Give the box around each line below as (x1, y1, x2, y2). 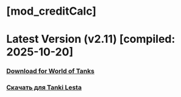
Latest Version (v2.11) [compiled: (6, 32, 176, 46)
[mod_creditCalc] (6, 4, 96, 18)
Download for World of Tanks (6, 67, 94, 76)
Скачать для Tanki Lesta (6, 84, 82, 92)
